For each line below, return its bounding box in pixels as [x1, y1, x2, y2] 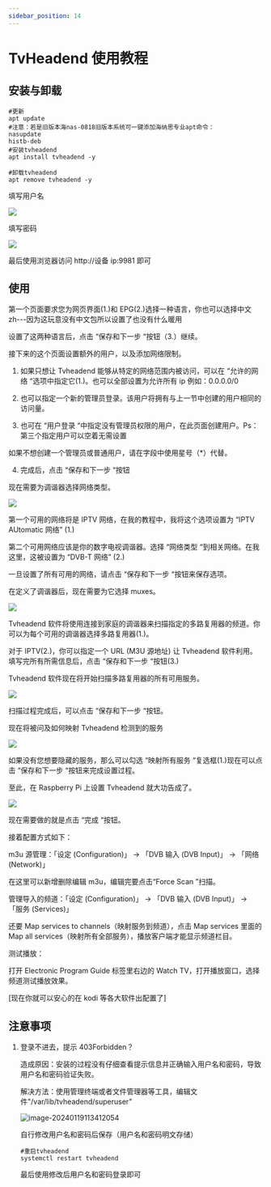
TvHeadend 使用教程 [8, 49, 148, 67]
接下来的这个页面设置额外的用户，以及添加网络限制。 [8, 349, 186, 358]
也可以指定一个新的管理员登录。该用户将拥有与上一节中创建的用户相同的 [19, 393, 261, 403]
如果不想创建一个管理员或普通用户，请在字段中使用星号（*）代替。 [8, 448, 232, 458]
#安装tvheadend [8, 146, 57, 154]
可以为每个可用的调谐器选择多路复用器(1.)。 [8, 629, 154, 639]
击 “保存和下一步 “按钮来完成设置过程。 [8, 765, 140, 775]
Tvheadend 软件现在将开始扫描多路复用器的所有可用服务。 [8, 673, 205, 684]
